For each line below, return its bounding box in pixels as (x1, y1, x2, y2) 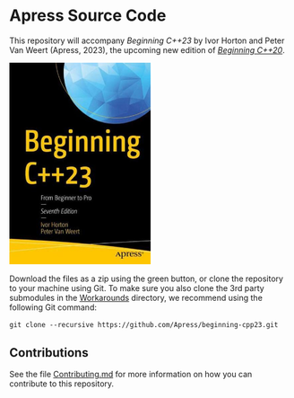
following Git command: (9, 302, 97, 313)
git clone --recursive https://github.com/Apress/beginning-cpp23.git (9, 321, 279, 330)
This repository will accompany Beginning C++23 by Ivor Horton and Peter (9, 35, 285, 46)
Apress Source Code (9, 5, 167, 26)
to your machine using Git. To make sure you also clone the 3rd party (9, 283, 264, 294)
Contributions (9, 345, 89, 360)
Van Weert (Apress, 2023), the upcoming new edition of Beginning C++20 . (9, 44, 285, 55)
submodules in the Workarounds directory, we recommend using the (9, 293, 263, 304)
